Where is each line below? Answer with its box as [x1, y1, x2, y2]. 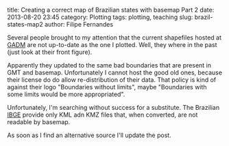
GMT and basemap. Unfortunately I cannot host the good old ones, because [7, 68, 223, 76]
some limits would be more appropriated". [7, 90, 125, 98]
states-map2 [7, 20, 43, 28]
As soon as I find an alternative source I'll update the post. [7, 131, 171, 139]
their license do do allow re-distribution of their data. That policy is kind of [7, 76, 217, 84]
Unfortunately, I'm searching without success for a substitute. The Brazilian [7, 104, 220, 111]
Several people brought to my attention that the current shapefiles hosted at [7, 33, 221, 42]
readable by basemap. [7, 118, 71, 126]
